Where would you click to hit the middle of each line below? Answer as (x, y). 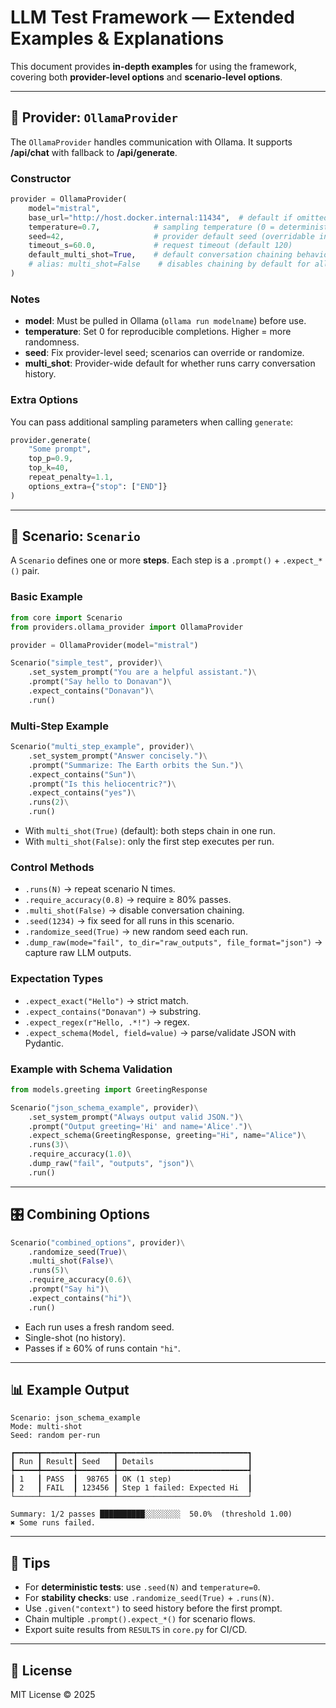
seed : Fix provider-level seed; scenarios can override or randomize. (164, 353)
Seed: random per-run (55, 1436)
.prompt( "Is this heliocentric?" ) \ (102, 784)
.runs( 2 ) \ (49, 802)
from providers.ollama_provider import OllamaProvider (127, 627)
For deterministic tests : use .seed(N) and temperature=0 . (142, 1587)
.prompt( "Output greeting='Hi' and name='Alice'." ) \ (140, 1126)
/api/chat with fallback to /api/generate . (94, 152)
